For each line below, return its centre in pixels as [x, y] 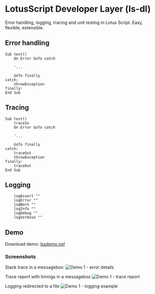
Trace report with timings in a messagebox [48, 277]
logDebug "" [26, 213]
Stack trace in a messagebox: [35, 267]
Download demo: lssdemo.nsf [35, 244]
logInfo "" [25, 209]
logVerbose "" [28, 217]
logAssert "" [27, 196]
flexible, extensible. [25, 27]
